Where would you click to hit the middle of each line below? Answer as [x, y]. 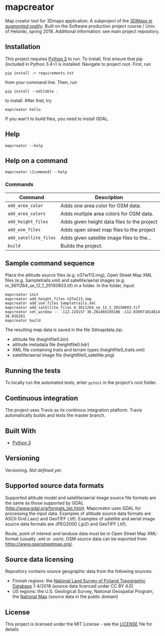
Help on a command [37, 160]
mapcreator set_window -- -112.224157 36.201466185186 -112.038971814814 [83, 312]
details [12, 630]
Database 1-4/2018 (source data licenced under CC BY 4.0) [73, 586]
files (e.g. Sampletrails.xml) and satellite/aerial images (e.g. [65, 280]
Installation [23, 47]
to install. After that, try [28, 100]
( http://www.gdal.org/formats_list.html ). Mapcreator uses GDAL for [73, 508]
